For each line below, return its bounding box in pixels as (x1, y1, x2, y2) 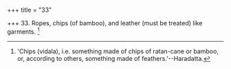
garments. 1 (7, 27, 40, 36)
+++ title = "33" (7, 6, 52, 14)
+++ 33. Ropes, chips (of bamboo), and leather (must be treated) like (7, 19, 203, 27)
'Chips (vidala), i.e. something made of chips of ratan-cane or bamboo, (16, 47, 219, 55)
